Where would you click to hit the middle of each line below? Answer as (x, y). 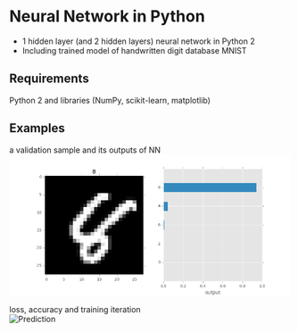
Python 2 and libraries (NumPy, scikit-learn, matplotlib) (110, 100)
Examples (37, 128)
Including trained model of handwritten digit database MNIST (134, 50)
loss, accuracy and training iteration (75, 309)
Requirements (49, 79)
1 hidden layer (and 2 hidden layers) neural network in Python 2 (139, 41)
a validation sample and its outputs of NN (85, 150)
